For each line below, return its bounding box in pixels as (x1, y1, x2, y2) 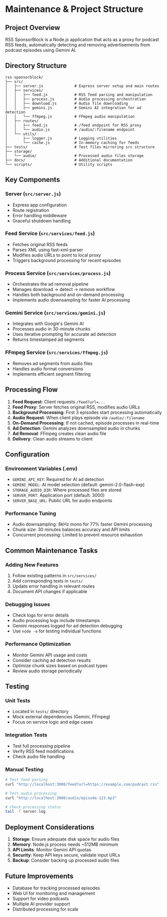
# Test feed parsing (5, 777, 48, 782)
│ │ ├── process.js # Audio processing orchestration (5, 96, 146, 102)
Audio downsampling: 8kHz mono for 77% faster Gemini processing (12, 521, 153, 527)
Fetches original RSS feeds (12, 241, 68, 247)
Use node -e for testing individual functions (12, 628, 101, 634)
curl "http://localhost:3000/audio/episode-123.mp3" (5, 795, 117, 800)
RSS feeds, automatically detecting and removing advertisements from (5, 42, 151, 48)
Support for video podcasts (12, 896, 69, 902)
